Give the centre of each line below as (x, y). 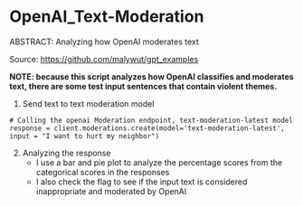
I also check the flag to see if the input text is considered (142, 182)
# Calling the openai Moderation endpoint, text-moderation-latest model (151, 120)
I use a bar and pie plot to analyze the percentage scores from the (159, 162)
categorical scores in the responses (103, 172)
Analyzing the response (66, 153)
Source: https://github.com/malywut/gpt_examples (104, 59)
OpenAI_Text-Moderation (107, 17)
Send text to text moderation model (88, 103)
